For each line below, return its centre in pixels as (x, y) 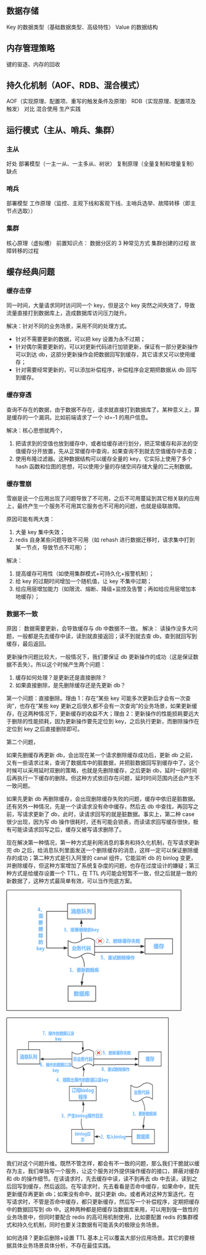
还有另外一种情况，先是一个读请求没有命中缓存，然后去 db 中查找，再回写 (100, 807)
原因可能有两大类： (31, 519)
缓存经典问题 (31, 272)
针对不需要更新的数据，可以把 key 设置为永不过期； (80, 339)
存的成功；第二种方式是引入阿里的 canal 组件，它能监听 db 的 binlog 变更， (101, 858)
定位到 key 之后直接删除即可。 (45, 729)
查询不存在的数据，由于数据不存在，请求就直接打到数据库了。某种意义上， (100, 410)
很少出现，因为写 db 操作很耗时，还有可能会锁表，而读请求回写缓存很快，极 (103, 822)
